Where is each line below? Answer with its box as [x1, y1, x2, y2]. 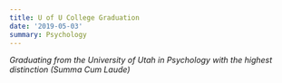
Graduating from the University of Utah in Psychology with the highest [9, 55, 273, 66]
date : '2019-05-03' [9, 22, 83, 31]
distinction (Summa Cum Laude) [9, 64, 131, 75]
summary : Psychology [9, 30, 88, 39]
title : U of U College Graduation [9, 13, 141, 23]
